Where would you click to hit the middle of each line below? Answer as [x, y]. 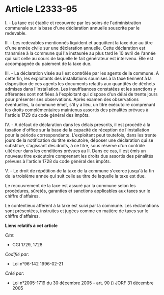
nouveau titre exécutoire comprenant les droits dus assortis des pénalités [79, 156]
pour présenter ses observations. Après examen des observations [72, 99]
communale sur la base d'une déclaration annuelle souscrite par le [72, 28]
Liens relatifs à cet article [31, 226]
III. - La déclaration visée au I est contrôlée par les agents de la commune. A [82, 73]
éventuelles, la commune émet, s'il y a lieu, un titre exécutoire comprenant [80, 104]
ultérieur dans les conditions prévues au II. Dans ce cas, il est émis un [76, 151]
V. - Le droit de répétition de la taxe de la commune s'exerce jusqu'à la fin [80, 170]
